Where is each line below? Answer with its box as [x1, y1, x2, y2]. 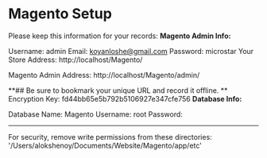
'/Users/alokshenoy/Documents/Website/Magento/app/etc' [8, 141, 203, 150]
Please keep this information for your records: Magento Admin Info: [8, 31, 231, 40]
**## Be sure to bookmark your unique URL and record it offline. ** [8, 85, 228, 95]
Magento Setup [8, 5, 113, 23]
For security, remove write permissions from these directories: [8, 132, 212, 141]
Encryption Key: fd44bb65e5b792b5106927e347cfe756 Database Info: [8, 94, 242, 103]
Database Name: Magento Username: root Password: [8, 109, 183, 119]
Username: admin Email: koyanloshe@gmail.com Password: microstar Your [8, 46, 254, 56]
